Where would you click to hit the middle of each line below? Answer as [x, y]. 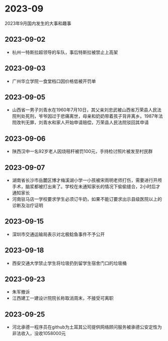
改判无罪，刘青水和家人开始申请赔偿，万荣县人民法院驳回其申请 [82, 122]
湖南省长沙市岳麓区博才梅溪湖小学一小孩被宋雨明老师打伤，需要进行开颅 [87, 180]
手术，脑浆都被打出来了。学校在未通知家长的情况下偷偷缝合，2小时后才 [86, 186]
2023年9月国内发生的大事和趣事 [38, 23]
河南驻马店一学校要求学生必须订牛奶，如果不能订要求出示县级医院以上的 [87, 199]
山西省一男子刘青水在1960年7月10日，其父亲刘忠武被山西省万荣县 [80, 110]
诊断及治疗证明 [27, 205]
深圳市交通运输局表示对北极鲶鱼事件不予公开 [58, 234]
